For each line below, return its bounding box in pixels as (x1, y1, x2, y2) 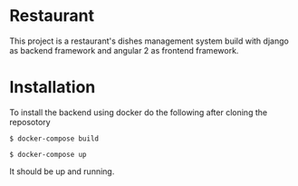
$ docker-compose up (9, 150, 88, 159)
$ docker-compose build (9, 133, 100, 143)
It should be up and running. (9, 165, 115, 177)
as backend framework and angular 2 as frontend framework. (9, 44, 239, 55)
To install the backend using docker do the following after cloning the (9, 106, 268, 118)
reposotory (9, 116, 52, 127)
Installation (9, 77, 96, 98)
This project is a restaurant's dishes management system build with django (9, 35, 290, 46)
